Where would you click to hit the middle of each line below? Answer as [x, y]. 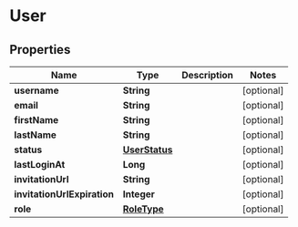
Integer [139, 194]
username [36, 90]
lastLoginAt [40, 165]
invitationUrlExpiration [64, 194]
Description [208, 75]
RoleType [143, 209]
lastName [36, 135]
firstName [36, 120]
